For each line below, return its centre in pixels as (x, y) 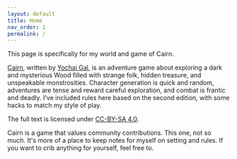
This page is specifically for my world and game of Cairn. (91, 54)
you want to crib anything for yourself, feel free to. (81, 148)
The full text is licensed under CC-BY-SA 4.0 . (73, 119)
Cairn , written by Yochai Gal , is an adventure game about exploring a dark (115, 67)
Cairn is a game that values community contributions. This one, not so (109, 133)
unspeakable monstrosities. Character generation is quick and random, (111, 83)
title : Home (25, 21)
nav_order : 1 (27, 27)
